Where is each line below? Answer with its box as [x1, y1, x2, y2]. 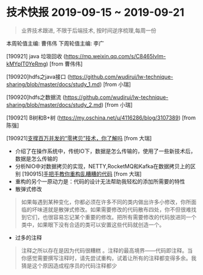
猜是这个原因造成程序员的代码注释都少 [21, 262, 117, 269]
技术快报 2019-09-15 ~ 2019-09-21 [6, 5, 185, 19]
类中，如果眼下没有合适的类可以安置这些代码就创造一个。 [21, 221, 165, 228]
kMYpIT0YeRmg [6, 60, 47, 67]
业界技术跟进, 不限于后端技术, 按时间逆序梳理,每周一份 [21, 27, 156, 34]
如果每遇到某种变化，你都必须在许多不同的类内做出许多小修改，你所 [21, 198, 191, 205]
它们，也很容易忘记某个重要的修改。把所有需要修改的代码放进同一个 [26, 213, 197, 220]
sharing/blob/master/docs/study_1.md [6, 80, 100, 88]
